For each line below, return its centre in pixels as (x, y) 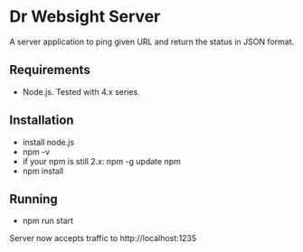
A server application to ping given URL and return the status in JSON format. (152, 42)
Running (34, 199)
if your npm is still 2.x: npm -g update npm (101, 161)
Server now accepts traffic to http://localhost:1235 (103, 238)
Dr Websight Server (85, 17)
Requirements (50, 70)
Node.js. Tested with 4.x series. (81, 91)
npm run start (48, 221)
